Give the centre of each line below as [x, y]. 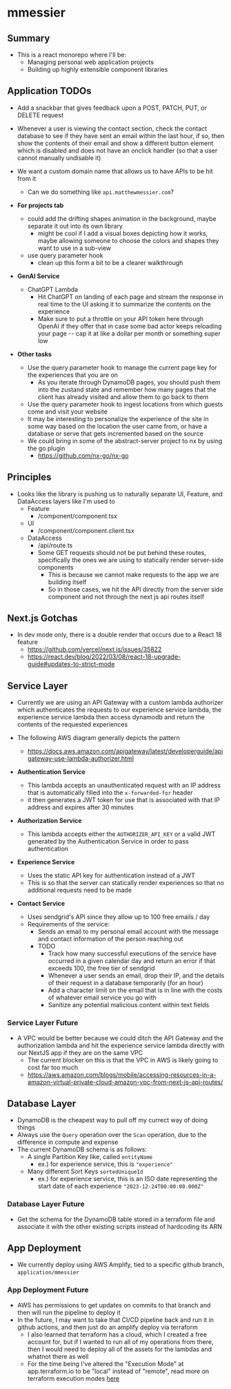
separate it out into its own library [75, 226]
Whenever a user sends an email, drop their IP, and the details [136, 975]
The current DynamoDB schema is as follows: [82, 1149]
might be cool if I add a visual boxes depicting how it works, [123, 233]
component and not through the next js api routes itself [126, 596]
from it [27, 178]
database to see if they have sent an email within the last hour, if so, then [121, 135]
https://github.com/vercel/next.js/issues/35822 [94, 650]
